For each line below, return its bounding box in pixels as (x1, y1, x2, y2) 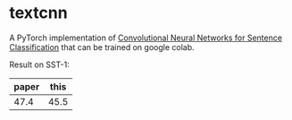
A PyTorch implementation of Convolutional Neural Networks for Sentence (9, 32, 283, 43)
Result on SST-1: (9, 59, 70, 70)
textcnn (9, 3, 69, 23)
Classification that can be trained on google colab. (9, 41, 195, 52)
